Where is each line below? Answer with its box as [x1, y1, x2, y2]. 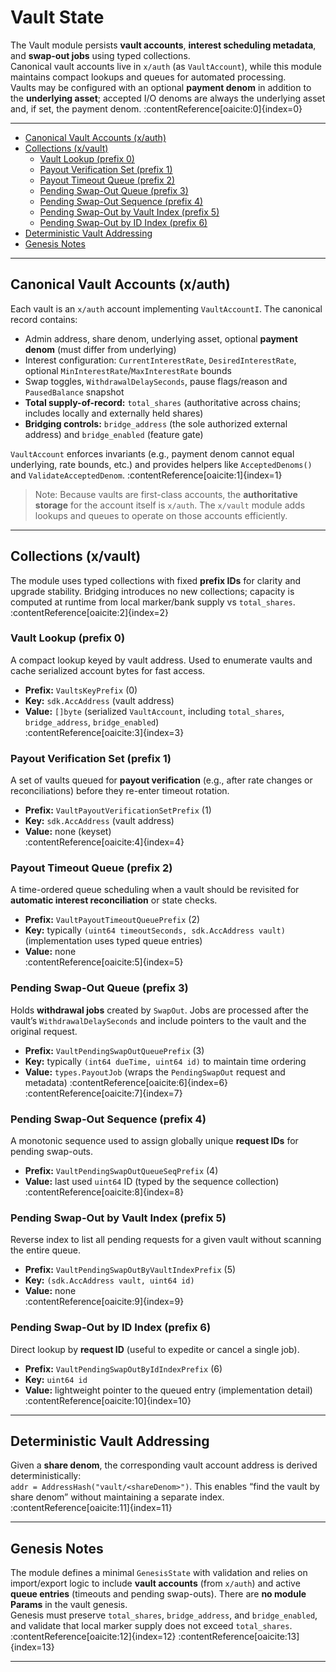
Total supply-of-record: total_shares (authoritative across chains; [24, 396, 302, 408]
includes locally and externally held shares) [24, 407, 204, 419]
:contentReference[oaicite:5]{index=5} [24, 956, 184, 968]
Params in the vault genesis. [10, 1599, 128, 1611]
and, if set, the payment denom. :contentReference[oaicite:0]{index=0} [10, 102, 303, 115]
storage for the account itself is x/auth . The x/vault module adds [34, 499, 306, 511]
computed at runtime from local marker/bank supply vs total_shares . [10, 596, 296, 608]
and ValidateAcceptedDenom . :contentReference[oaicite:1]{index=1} [10, 469, 283, 481]
